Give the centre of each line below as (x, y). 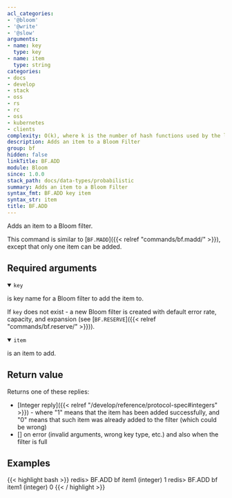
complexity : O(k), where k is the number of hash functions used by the (114, 135)
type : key (27, 52)
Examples (29, 463)
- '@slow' (21, 33)
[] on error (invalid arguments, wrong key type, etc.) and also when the (118, 434)
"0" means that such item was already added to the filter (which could (117, 419)
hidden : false (28, 155)
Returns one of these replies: (48, 392)
